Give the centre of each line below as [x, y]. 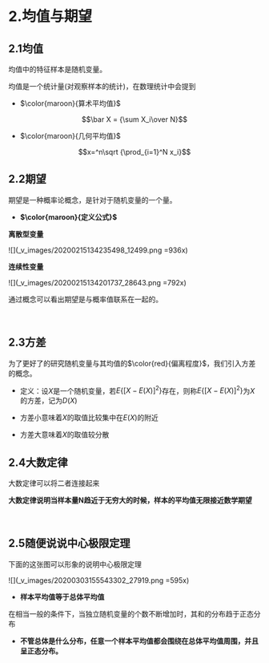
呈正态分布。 [41, 651]
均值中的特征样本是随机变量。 [57, 69]
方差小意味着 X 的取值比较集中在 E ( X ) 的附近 [89, 418]
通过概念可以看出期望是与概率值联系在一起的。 [85, 299]
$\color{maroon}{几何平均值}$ [70, 136]
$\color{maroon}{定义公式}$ [68, 216]
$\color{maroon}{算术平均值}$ [70, 103]
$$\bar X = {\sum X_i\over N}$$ [134, 119]
